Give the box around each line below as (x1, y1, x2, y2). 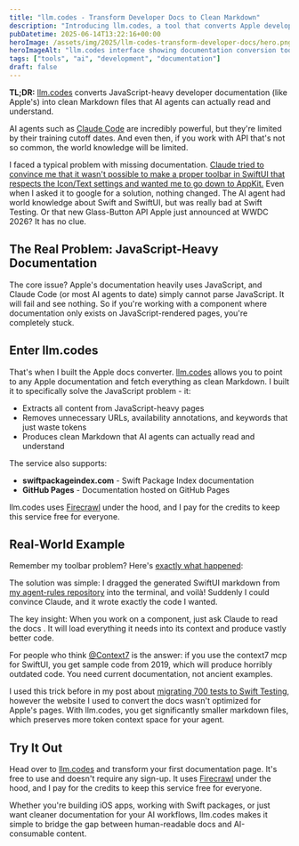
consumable (9, 828, 55, 839)
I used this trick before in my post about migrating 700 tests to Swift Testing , (9, 686, 290, 697)
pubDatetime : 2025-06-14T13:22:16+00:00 (9, 29, 162, 38)
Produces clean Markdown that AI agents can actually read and (21, 431, 255, 441)
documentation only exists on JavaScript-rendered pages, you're (9, 308, 248, 318)
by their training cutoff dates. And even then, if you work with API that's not (9, 133, 286, 143)
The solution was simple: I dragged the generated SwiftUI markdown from (9, 577, 280, 588)
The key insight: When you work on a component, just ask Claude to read (9, 614, 279, 624)
